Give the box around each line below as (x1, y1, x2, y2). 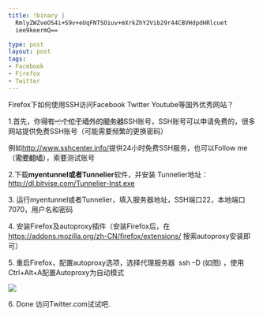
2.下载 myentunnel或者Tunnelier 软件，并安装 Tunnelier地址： (8, 169, 209, 179)
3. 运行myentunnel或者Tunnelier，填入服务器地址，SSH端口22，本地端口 (8, 195, 246, 204)
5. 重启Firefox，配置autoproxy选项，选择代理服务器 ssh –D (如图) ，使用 (8, 258, 245, 267)
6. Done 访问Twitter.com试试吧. (8, 299, 111, 308)
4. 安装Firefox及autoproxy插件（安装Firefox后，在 (8, 221, 171, 231)
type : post (8, 40, 44, 48)
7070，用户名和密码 (8, 204, 73, 214)
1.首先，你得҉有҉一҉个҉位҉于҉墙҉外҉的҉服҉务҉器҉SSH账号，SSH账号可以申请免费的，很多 (8, 116, 256, 126)
